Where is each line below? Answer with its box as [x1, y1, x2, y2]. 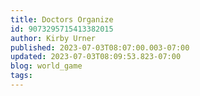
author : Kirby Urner [10, 33, 97, 43]
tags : [10, 71, 33, 81]
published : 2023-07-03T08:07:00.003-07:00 [10, 42, 190, 53]
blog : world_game [10, 61, 83, 71]
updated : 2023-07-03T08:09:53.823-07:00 [10, 52, 182, 62]
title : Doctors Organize [10, 14, 114, 25]
